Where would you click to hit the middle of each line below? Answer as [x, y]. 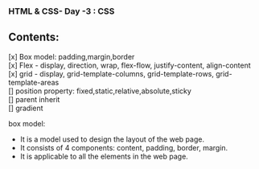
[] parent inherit [34, 99]
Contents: [34, 37]
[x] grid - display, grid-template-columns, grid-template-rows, [111, 73]
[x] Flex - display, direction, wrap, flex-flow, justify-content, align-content [129, 65]
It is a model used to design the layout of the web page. [112, 139]
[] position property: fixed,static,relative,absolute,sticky [100, 91]
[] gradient [26, 108]
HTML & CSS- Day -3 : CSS [62, 11]
